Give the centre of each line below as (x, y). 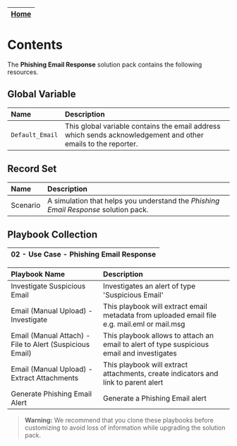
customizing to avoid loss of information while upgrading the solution (125, 428)
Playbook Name (38, 274)
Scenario (26, 205)
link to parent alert (133, 382)
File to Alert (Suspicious (50, 344)
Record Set (32, 169)
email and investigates (140, 353)
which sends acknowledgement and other (134, 135)
